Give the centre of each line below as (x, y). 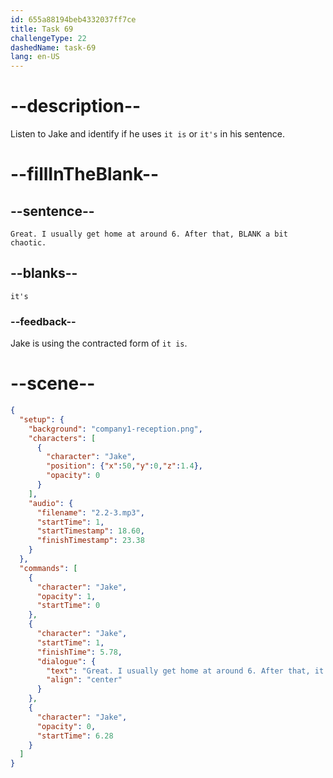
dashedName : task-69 (53, 47)
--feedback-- (43, 321)
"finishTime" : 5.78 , (79, 652)
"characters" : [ (62, 438)
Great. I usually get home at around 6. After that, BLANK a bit (149, 234)
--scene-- (53, 383)
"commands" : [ (48, 568)
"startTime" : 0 (68, 606)
